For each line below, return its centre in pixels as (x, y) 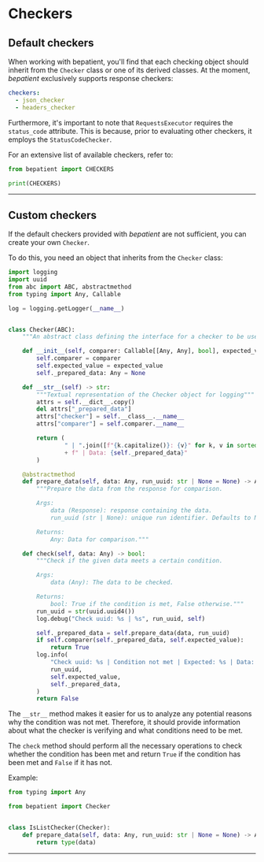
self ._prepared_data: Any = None (91, 373)
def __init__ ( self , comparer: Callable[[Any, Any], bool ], (121, 351)
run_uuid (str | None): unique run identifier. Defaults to (150, 518)
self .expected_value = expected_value (100, 366)
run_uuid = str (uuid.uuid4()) (86, 611)
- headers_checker (46, 107)
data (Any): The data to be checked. (112, 583)
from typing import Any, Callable (65, 294)
